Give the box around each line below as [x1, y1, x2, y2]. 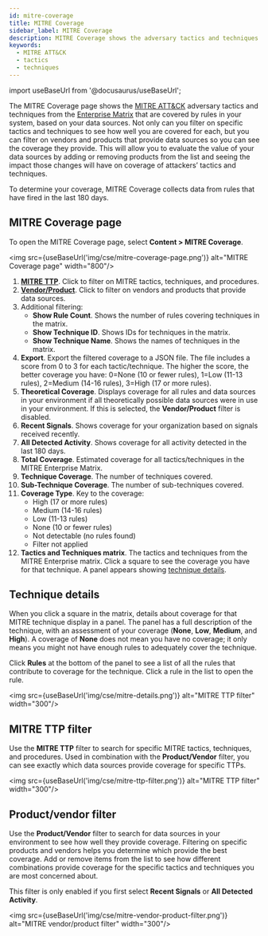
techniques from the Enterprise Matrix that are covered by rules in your [9, 109, 242, 119]
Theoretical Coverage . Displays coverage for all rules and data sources [20, 386, 256, 396]
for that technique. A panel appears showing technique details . [20, 564, 227, 575]
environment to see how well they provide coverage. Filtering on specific [9, 837, 247, 847]
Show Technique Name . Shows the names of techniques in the [32, 336, 241, 346]
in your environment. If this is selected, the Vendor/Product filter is [20, 404, 241, 413]
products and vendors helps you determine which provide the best [9, 846, 227, 855]
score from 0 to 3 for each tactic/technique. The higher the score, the [20, 361, 249, 371]
